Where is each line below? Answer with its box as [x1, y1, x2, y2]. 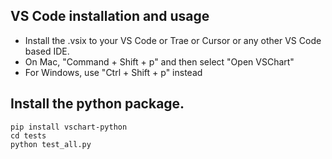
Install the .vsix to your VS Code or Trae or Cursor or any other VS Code [24, 34, 322, 46]
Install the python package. [10, 95, 185, 113]
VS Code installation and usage [10, 8, 210, 25]
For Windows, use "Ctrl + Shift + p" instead [24, 66, 203, 78]
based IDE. [24, 45, 70, 57]
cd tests [10, 130, 47, 141]
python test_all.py [10, 139, 92, 149]
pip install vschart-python [10, 122, 128, 132]
